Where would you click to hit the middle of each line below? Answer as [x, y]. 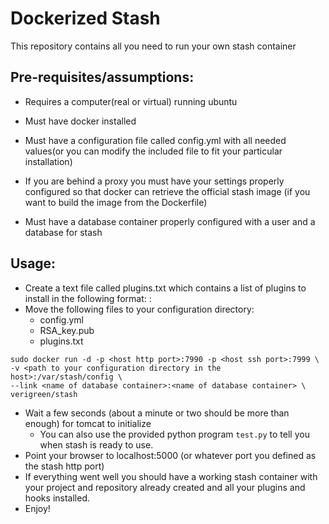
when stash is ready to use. [96, 444]
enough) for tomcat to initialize [88, 423]
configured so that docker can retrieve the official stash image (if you [167, 191]
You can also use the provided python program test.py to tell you [174, 434]
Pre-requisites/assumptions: [102, 77]
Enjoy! [37, 508]
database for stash [63, 232]
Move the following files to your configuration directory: [139, 309]
